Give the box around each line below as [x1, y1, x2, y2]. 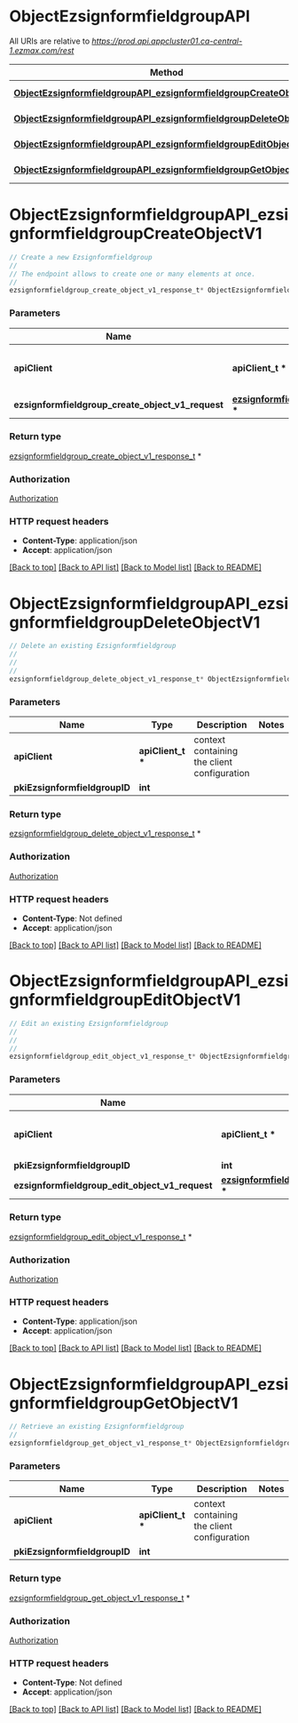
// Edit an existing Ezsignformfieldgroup [9, 1019, 169, 1028]
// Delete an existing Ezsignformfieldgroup [9, 642, 176, 651]
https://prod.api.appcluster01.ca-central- [91, 36, 243, 46]
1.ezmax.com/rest [9, 44, 74, 55]
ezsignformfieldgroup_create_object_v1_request [13, 398, 224, 411]
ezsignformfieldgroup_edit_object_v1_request [13, 1179, 213, 1191]
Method [149, 66, 184, 78]
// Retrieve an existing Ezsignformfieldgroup [9, 1422, 184, 1431]
